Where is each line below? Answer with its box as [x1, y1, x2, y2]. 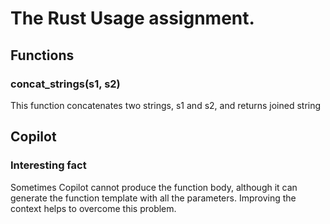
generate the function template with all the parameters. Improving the [10, 192, 297, 204]
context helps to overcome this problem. [10, 202, 177, 214]
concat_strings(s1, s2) [10, 77, 121, 91]
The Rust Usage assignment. [10, 7, 255, 30]
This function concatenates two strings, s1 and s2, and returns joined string [10, 99, 322, 111]
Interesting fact [10, 158, 87, 172]
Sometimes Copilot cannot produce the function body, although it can [10, 181, 298, 193]
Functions [10, 47, 75, 64]
